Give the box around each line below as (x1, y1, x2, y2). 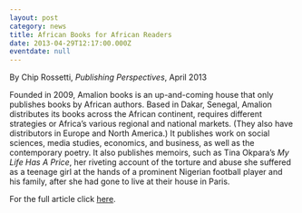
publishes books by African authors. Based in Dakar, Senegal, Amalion (9, 99, 272, 110)
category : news (9, 22, 67, 31)
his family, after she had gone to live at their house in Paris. (9, 176, 230, 187)
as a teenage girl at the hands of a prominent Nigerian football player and (9, 167, 283, 178)
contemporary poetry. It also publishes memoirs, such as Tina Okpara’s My (9, 147, 290, 159)
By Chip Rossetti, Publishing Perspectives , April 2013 (9, 72, 207, 82)
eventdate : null (9, 47, 71, 56)
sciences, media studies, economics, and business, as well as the (9, 138, 255, 149)
